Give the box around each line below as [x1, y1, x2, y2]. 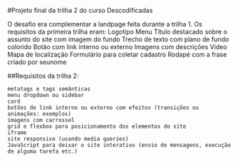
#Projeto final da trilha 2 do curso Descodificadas [7, 6, 153, 14]
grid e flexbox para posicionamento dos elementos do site [7, 123, 187, 130]
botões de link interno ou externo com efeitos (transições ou [7, 104, 200, 111]
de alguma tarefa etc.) [7, 148, 78, 155]
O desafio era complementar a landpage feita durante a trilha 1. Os [7, 20, 203, 28]
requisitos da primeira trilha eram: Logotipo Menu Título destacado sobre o [7, 28, 228, 36]
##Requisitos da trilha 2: [7, 71, 79, 80]
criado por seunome [7, 58, 67, 66]
